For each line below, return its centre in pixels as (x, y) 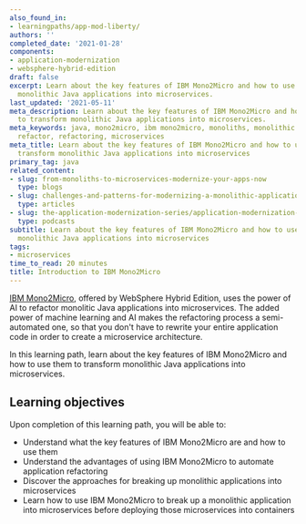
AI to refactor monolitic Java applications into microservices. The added (144, 307)
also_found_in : (38, 18)
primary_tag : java (44, 162)
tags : (20, 247)
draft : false (34, 77)
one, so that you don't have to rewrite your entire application (165, 327)
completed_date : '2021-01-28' (67, 43)
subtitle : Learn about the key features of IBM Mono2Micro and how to (146, 230)
